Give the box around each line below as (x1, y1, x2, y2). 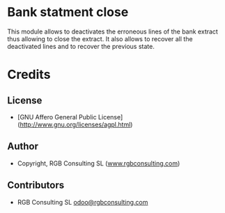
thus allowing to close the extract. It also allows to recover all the (7, 34, 193, 43)
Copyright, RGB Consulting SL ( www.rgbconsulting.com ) (17, 159, 180, 168)
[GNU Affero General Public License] (17, 112, 123, 121)
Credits (7, 67, 51, 82)
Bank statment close (7, 4, 129, 20)
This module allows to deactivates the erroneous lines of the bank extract (7, 27, 218, 36)
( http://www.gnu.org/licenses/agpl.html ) (17, 120, 133, 128)
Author (7, 140, 38, 152)
